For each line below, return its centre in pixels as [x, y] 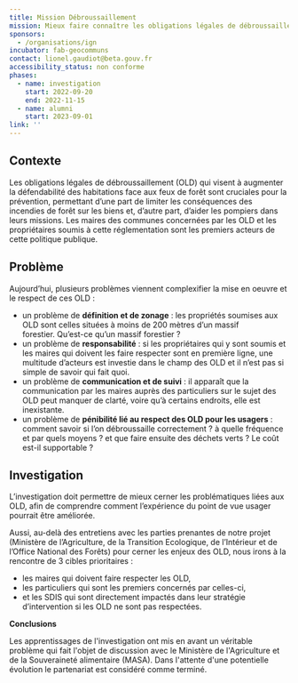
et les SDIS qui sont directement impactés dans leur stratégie [133, 598]
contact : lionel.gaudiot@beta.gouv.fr [81, 59]
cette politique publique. [54, 239]
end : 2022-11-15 [55, 100]
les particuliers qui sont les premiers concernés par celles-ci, [134, 588]
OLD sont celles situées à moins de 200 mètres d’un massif [130, 325]
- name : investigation [59, 84]
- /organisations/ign [57, 42]
